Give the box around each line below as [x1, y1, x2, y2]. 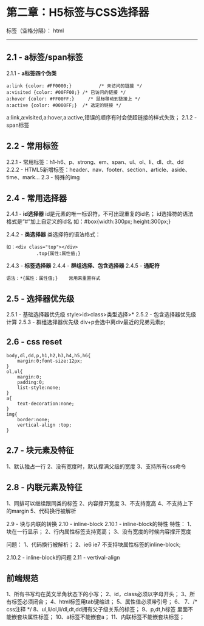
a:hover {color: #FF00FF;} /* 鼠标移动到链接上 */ [6, 96, 141, 102]
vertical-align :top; [17, 422, 72, 428]
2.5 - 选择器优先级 [6, 293, 75, 304]
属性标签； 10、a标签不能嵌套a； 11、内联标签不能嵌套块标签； [27, 613, 185, 621]
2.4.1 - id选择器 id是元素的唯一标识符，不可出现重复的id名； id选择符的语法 [6, 210, 194, 218]
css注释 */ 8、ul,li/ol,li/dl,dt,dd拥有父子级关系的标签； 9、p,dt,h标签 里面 [6, 606, 188, 613]
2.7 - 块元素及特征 [6, 446, 74, 456]
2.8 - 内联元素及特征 [6, 482, 83, 493]
